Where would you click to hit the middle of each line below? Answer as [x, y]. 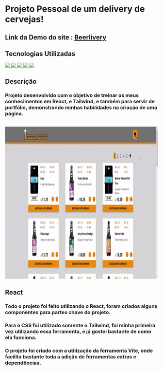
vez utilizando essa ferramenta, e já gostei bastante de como [78, 332]
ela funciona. [21, 338]
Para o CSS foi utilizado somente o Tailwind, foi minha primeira [80, 326]
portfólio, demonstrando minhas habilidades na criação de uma [81, 107]
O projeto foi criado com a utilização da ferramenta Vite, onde [79, 351]
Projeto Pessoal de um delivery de [75, 9]
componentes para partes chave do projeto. [58, 313]
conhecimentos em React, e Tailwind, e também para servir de [80, 101]
